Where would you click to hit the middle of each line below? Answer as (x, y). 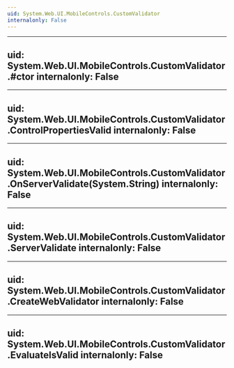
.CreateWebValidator (53, 301)
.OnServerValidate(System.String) (84, 184)
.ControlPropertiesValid (60, 130)
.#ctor (21, 76)
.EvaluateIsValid (43, 355)
